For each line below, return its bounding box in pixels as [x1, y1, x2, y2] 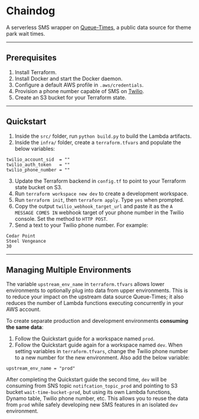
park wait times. [6, 30, 46, 37]
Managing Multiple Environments [6, 265, 131, 275]
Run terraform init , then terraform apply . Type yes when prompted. [14, 196, 185, 203]
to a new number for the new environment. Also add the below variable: [14, 354, 190, 361]
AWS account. [6, 306, 41, 313]
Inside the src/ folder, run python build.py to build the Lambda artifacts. [14, 132, 192, 139]
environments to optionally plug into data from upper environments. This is [6, 287, 188, 294]
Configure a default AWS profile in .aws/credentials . [14, 81, 144, 88]
